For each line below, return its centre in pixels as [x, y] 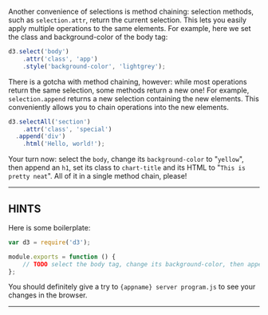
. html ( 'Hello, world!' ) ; [64, 144]
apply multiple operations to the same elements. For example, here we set [130, 28]
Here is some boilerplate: [49, 227]
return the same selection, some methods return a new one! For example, [129, 90]
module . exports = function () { [62, 257]
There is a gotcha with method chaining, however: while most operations [128, 81]
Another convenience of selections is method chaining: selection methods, [131, 12]
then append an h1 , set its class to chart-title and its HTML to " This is [127, 167]
